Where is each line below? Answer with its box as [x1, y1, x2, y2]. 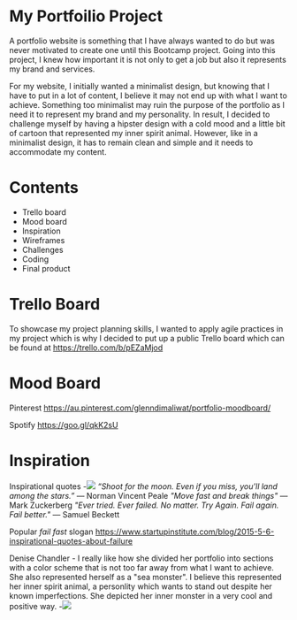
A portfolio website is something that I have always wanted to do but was [9, 35, 276, 46]
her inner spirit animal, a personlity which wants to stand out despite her [9, 581, 272, 592]
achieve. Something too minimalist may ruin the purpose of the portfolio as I [9, 99, 286, 110]
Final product [21, 263, 71, 273]
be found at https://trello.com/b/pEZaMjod [9, 342, 164, 353]
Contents [9, 178, 80, 198]
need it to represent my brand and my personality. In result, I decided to [9, 109, 270, 119]
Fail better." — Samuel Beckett [9, 509, 120, 519]
